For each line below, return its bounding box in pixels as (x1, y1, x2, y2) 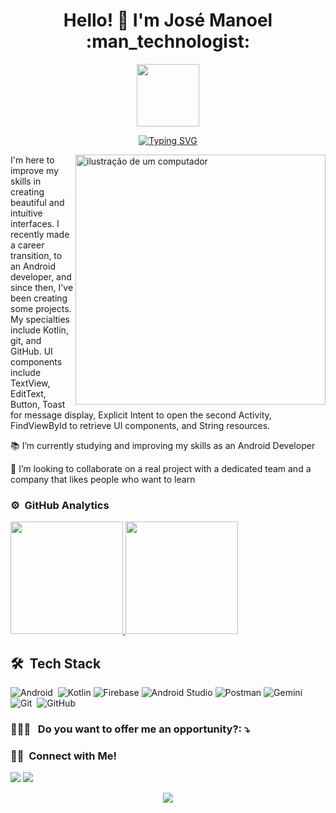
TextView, (10, 377, 51, 389)
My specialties (10, 313, 71, 325)
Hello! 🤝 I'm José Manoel (63, 9, 273, 32)
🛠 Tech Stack (10, 655, 102, 672)
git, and (10, 334, 42, 346)
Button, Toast (10, 398, 66, 410)
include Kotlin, (10, 324, 69, 336)
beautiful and (10, 196, 65, 208)
